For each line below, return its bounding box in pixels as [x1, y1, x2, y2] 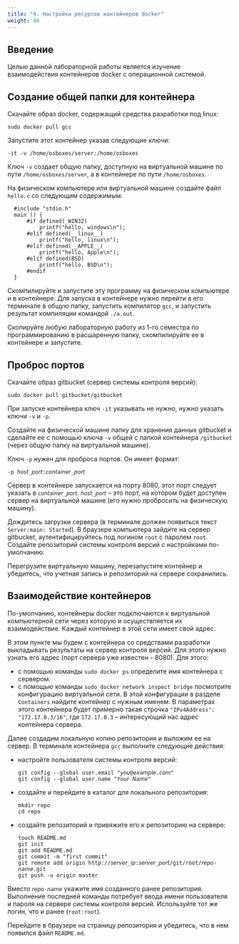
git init [17, 840, 44, 848]
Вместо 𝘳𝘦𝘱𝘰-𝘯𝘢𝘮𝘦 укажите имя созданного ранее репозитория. [7, 884, 203, 893]
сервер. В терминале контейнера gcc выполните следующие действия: [7, 741, 225, 750]
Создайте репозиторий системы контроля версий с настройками [7, 540, 208, 548]
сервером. [17, 674, 51, 683]
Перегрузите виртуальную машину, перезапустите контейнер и [7, 561, 203, 570]
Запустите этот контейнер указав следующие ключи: [7, 136, 171, 145]
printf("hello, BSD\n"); [39, 261, 113, 268]
